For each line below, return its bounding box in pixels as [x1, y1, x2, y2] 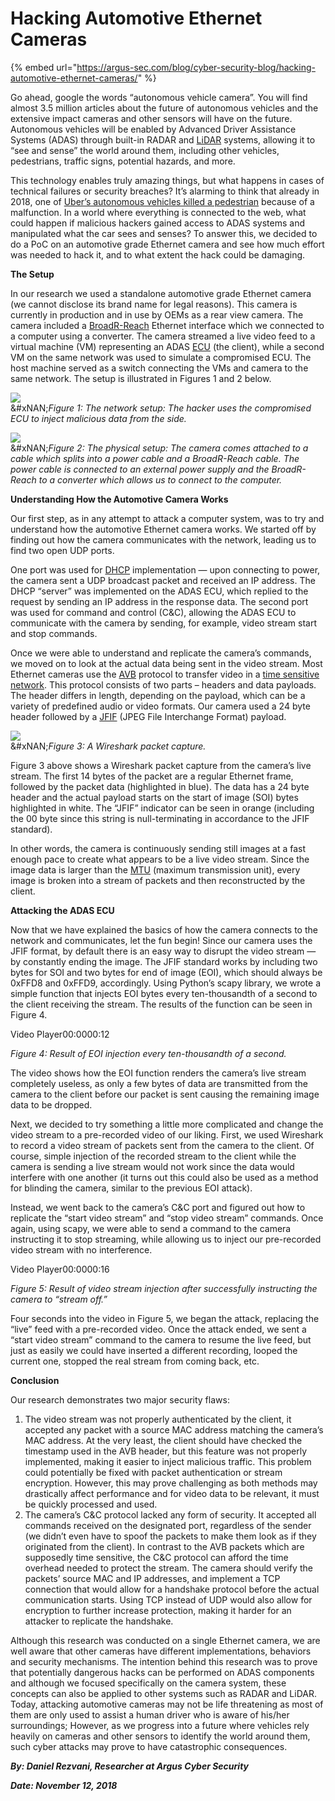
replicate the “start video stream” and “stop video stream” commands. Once [10, 1212, 324, 1224]
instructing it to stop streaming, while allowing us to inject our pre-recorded [10, 1233, 322, 1245]
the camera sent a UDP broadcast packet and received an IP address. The [10, 574, 316, 586]
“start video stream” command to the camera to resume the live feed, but [10, 1333, 312, 1346]
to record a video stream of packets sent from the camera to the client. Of [10, 1139, 315, 1151]
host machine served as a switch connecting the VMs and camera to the [10, 362, 309, 374]
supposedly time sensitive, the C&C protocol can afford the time [24, 1551, 289, 1563]
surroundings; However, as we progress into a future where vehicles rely [10, 1719, 310, 1731]
